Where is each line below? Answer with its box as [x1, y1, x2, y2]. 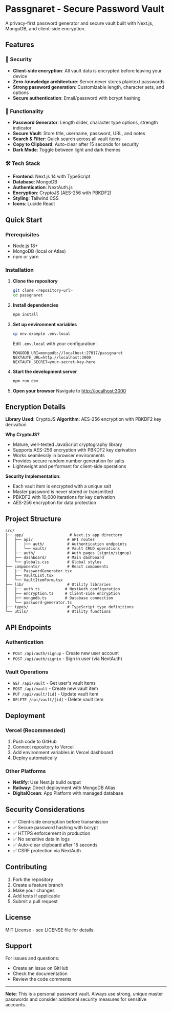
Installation [5, 266, 34, 273]
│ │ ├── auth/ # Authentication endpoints [5, 541, 127, 547]
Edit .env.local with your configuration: [12, 340, 97, 347]
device [12, 73, 27, 79]
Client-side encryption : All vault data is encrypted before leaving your [12, 67, 162, 73]
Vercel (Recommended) [5, 726, 66, 734]
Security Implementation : [5, 473, 61, 479]
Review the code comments [12, 976, 72, 982]
